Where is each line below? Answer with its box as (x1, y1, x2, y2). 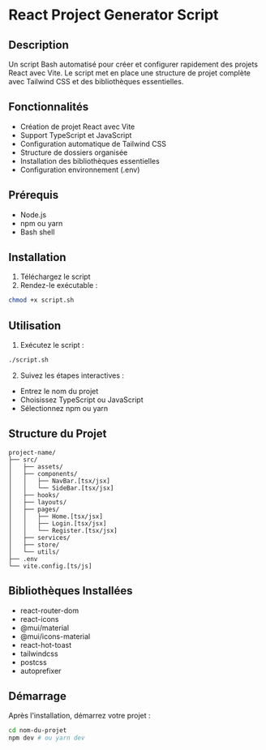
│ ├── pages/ (8, 505, 60, 513)
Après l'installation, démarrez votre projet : (8, 711, 151, 721)
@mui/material (19, 623, 70, 632)
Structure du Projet (8, 427, 107, 441)
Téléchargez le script (19, 272, 91, 281)
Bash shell (19, 227, 55, 237)
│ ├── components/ (8, 469, 79, 478)
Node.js (19, 209, 47, 220)
